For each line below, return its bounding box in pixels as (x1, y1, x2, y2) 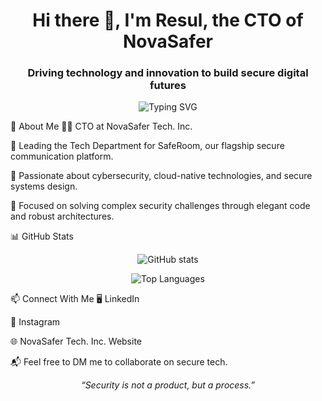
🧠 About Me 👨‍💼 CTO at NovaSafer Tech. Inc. (10, 120, 193, 133)
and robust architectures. (10, 210, 115, 223)
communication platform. (10, 150, 114, 163)
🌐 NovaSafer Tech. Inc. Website (10, 335, 143, 348)
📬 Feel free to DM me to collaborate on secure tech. (10, 356, 228, 368)
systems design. (10, 180, 78, 193)
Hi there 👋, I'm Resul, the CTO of (32, 9, 304, 32)
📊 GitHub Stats (10, 230, 74, 243)
